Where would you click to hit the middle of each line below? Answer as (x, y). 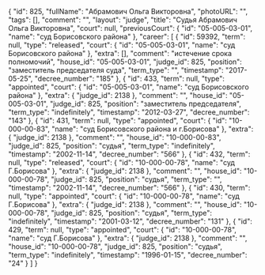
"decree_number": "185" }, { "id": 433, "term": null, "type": (130, 79)
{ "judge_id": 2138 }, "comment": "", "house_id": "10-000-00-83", (115, 137)
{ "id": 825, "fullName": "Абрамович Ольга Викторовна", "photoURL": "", (128, 11)
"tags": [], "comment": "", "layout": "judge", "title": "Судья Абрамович (123, 20)
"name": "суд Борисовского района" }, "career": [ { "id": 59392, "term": (127, 36)
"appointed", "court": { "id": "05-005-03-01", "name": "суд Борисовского (129, 87)
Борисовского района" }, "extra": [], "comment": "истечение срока (120, 53)
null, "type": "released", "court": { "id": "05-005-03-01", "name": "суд (122, 45)
